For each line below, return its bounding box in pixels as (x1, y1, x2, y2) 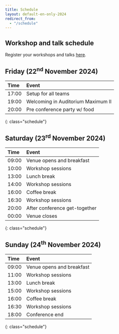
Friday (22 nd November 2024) (5, 66, 99, 76)
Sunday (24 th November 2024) (5, 239, 101, 249)
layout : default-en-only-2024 (5, 12, 67, 17)
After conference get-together (26, 205, 97, 211)
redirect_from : (5, 16, 36, 21)
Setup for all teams (26, 90, 70, 97)
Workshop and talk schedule (5, 39, 94, 47)
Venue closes (26, 212, 58, 219)
